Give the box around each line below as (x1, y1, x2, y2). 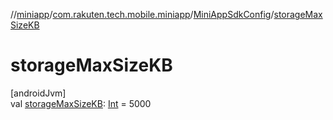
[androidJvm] (10, 87, 67, 99)
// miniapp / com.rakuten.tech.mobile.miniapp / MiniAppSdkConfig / (10, 9, 275, 20)
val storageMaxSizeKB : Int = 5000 (10, 97, 152, 109)
